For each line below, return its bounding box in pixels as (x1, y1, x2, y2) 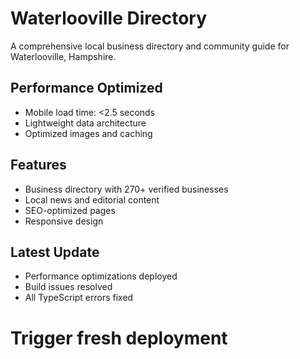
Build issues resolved (24, 281, 113, 293)
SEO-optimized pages (24, 204, 116, 216)
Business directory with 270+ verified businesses (24, 183, 229, 195)
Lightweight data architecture (24, 117, 147, 129)
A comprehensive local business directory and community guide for (10, 40, 290, 52)
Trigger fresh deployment (10, 327, 228, 349)
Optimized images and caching (24, 127, 153, 139)
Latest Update (10, 243, 100, 261)
